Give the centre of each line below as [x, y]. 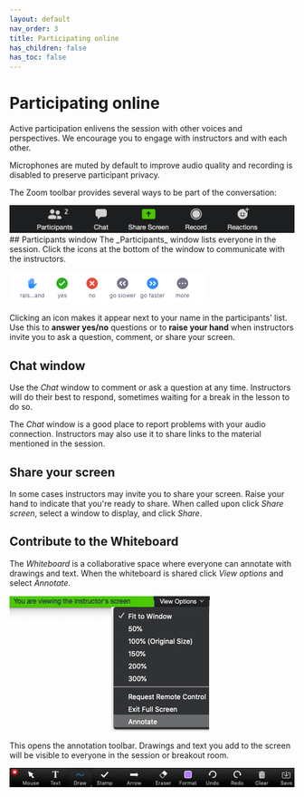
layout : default [40, 19]
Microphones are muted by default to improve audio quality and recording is [151, 165]
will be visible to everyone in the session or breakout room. [119, 755]
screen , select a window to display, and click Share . [106, 513]
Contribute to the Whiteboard [94, 542]
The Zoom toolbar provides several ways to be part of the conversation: [143, 193]
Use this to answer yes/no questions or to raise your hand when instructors [152, 327]
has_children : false [48, 48]
